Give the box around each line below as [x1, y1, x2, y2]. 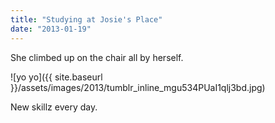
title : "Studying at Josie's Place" [10, 14, 163, 25]
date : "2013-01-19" [10, 24, 92, 34]
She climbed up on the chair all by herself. [10, 51, 184, 63]
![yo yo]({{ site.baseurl [10, 71, 103, 83]
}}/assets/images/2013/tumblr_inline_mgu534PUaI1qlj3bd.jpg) [10, 81, 266, 93]
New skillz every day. [10, 101, 98, 113]
